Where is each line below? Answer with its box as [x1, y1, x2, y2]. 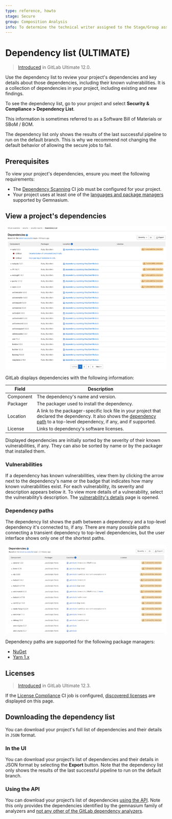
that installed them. [5, 448, 46, 454]
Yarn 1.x [12, 654, 30, 660]
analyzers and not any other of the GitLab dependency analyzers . [5, 808, 143, 814]
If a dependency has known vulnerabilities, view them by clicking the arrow [5, 473, 164, 479]
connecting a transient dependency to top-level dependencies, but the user [5, 530, 165, 536]
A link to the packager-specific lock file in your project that [36, 408, 161, 414]
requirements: [5, 176, 35, 182]
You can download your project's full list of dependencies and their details [5, 726, 162, 732]
